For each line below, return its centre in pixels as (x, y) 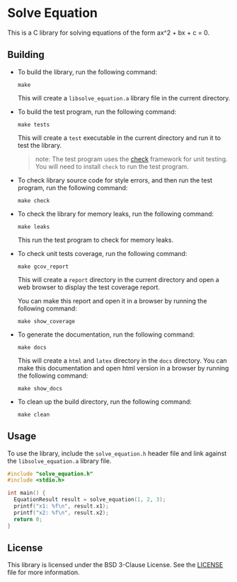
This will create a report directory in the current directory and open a (118, 279)
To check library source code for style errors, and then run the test (115, 180)
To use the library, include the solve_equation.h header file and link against (117, 453)
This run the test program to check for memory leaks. (96, 240)
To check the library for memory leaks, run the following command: (116, 214)
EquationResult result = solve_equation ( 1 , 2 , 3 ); (90, 500)
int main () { (27, 493)
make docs (32, 347)
